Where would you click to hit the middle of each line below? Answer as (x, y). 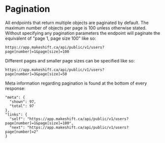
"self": (17, 119)
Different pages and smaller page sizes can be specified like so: (70, 60)
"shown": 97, (23, 102)
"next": (17, 127)
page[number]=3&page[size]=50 (36, 74)
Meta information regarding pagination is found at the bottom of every (76, 83)
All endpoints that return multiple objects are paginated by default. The (77, 23)
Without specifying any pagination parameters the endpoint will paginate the (83, 33)
